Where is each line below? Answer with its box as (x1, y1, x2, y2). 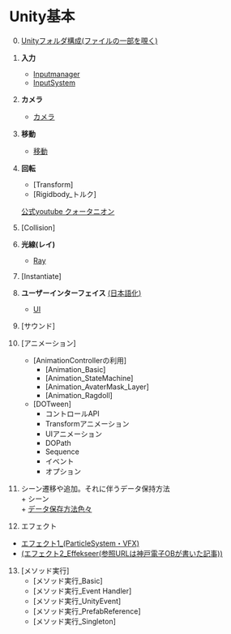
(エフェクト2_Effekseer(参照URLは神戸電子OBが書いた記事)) (20, 548, 224, 558)
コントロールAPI (45, 409, 100, 418)
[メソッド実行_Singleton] (32, 616, 117, 626)
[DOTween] (32, 399, 72, 409)
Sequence (45, 447, 79, 456)
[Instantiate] (20, 271, 62, 281)
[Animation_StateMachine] (45, 373, 134, 383)
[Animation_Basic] (45, 364, 106, 374)
